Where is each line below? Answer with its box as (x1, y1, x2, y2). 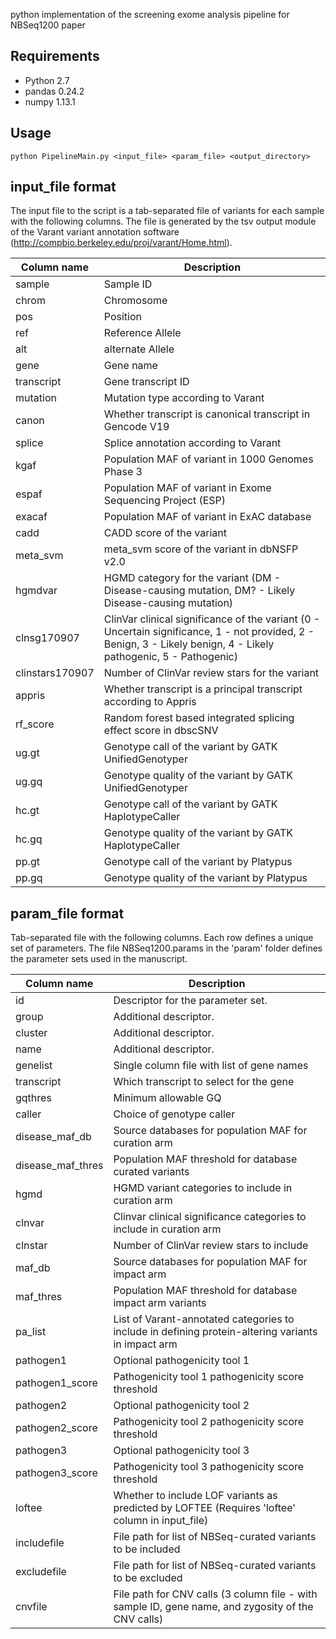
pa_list (15, 1325, 47, 1339)
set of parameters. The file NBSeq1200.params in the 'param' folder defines (10, 942, 323, 954)
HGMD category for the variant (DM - (103, 571, 282, 585)
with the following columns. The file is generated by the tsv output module (10, 215, 317, 228)
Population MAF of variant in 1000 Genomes (103, 452, 314, 466)
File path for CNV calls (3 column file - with (113, 1587, 318, 1601)
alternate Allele (103, 342, 175, 356)
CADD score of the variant (103, 526, 227, 540)
